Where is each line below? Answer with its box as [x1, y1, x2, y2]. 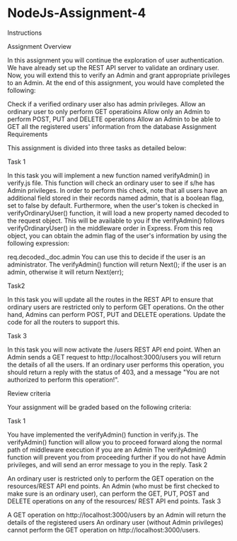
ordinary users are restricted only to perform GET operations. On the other [7, 303, 224, 311]
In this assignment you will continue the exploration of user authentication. [7, 55, 224, 65]
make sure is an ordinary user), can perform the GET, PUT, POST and [7, 489, 209, 498]
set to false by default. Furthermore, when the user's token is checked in [7, 201, 219, 210]
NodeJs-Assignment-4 [7, 5, 146, 21]
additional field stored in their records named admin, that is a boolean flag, [7, 194, 224, 202]
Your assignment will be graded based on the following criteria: [7, 403, 192, 411]
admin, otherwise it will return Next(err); [7, 267, 124, 276]
